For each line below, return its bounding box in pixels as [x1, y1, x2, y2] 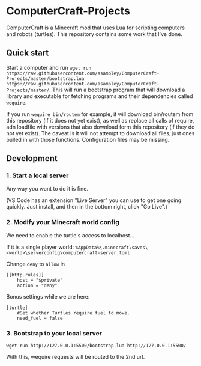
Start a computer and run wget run [6, 64, 92, 71]
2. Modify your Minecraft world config [6, 218, 120, 227]
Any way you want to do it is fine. [6, 185, 89, 192]
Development [6, 153, 58, 163]
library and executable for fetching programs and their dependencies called [6, 92, 193, 100]
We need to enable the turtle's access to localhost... [6, 231, 135, 239]
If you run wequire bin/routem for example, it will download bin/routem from [6, 110, 194, 118]
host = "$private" [17, 277, 63, 283]
